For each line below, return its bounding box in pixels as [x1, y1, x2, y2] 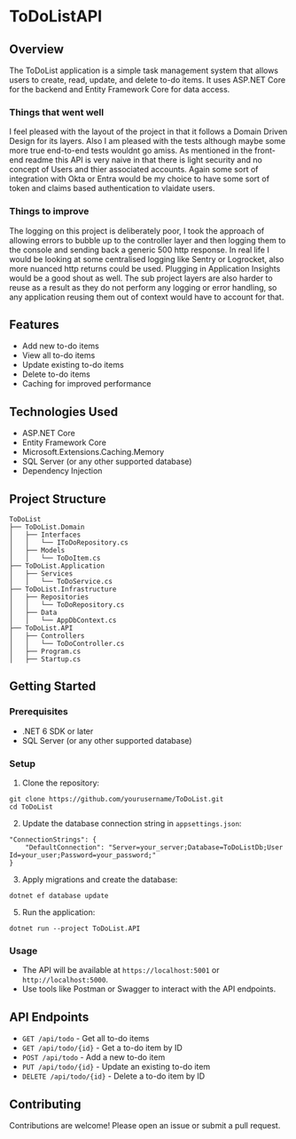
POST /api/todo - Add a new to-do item [21, 1052, 166, 1063]
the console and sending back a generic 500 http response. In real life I [9, 244, 270, 255]
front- [253, 145, 277, 156]
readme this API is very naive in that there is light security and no [25, 155, 263, 165]
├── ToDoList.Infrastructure [9, 585, 117, 594]
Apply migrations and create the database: [21, 874, 178, 885]
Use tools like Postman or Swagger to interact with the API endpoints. [21, 984, 277, 994]
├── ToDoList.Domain [9, 522, 86, 532]
